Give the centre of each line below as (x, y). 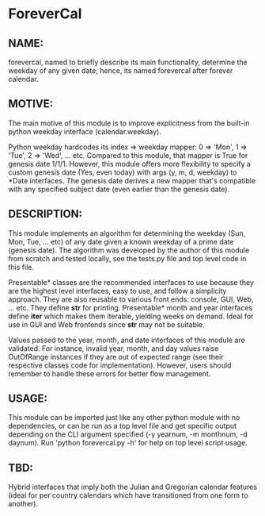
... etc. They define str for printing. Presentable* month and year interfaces (131, 307)
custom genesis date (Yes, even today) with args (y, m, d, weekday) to (123, 172)
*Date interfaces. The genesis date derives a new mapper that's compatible (132, 180)
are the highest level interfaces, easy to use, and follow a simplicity (117, 291)
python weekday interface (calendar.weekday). (85, 131)
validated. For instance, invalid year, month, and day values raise (114, 348)
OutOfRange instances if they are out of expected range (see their (116, 356)
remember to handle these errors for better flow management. (110, 373)
